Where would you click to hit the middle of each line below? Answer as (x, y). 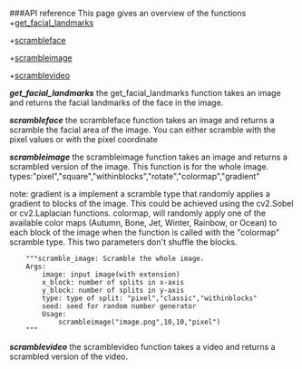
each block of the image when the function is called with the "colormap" (145, 232)
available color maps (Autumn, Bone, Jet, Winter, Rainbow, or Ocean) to (143, 223)
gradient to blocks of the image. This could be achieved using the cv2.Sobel (151, 204)
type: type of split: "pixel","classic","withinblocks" (150, 298)
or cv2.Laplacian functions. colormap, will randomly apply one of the (137, 213)
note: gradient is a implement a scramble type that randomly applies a (140, 194)
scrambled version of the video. (69, 356)
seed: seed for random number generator (119, 306)
